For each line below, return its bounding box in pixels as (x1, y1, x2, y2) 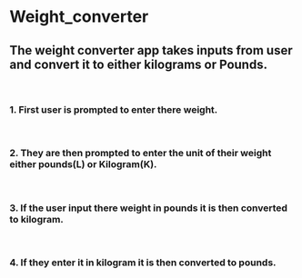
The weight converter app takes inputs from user (9, 43, 293, 58)
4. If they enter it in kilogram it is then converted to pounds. (9, 256, 277, 269)
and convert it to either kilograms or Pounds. (9, 56, 268, 72)
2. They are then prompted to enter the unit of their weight (9, 147, 272, 160)
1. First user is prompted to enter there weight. (9, 103, 218, 115)
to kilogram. (9, 213, 64, 225)
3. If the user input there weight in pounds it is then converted (9, 202, 288, 214)
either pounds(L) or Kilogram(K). (9, 158, 157, 171)
